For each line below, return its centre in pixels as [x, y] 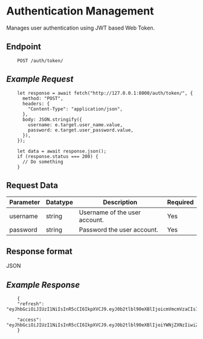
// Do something [43, 162]
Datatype [60, 202]
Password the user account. [118, 230]
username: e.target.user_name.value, [75, 125]
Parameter [25, 202]
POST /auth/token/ [40, 61]
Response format [39, 251]
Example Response [43, 285]
